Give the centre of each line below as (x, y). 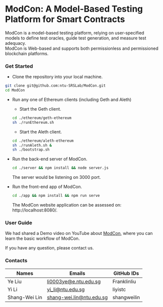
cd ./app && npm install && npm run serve (56, 196)
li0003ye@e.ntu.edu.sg (74, 281)
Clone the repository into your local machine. (57, 77)
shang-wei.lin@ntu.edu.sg (78, 297)
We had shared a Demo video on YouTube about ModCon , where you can (79, 233)
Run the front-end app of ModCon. (47, 187)
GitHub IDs (126, 273)
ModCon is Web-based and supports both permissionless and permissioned (82, 48)
